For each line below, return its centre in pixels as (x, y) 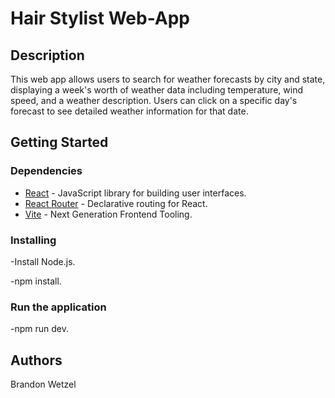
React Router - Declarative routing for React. (116, 203)
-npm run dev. (39, 329)
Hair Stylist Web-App (100, 18)
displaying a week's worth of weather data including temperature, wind (156, 90)
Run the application (58, 307)
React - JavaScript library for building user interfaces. (135, 193)
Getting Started (59, 142)
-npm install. (36, 281)
